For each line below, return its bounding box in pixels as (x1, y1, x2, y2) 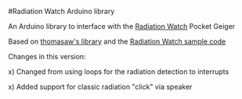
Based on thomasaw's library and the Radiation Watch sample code (8, 37, 226, 46)
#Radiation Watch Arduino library (8, 7, 115, 16)
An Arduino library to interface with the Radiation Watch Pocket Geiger (8, 22, 236, 30)
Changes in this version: (8, 52, 86, 61)
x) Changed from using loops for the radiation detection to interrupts (8, 67, 229, 76)
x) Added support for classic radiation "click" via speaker (8, 82, 193, 91)
